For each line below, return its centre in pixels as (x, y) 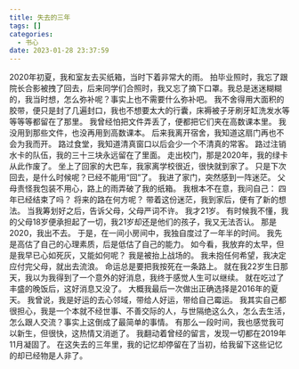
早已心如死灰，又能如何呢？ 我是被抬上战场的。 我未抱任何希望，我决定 (155, 256)
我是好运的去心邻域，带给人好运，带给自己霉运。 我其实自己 (168, 300)
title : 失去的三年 (40, 17)
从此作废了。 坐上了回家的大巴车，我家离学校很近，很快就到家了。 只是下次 (148, 167)
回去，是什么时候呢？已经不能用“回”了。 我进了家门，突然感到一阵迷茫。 (142, 177)
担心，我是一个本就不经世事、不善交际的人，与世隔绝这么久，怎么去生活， (153, 311)
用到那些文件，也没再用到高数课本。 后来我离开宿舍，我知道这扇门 (138, 133)
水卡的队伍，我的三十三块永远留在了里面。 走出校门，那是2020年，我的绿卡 (149, 155)
